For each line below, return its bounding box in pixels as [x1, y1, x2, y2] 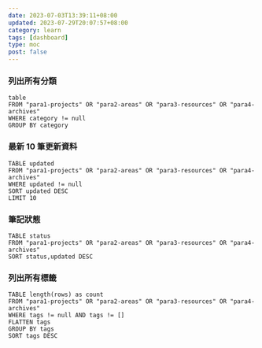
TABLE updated [8, 159, 55, 168]
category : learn [8, 26, 61, 34]
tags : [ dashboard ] [8, 33, 68, 42]
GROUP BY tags [8, 325, 55, 333]
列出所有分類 [8, 76, 57, 87]
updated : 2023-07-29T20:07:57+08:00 [8, 19, 128, 27]
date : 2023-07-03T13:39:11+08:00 [8, 11, 118, 20]
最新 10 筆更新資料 [8, 141, 78, 152]
